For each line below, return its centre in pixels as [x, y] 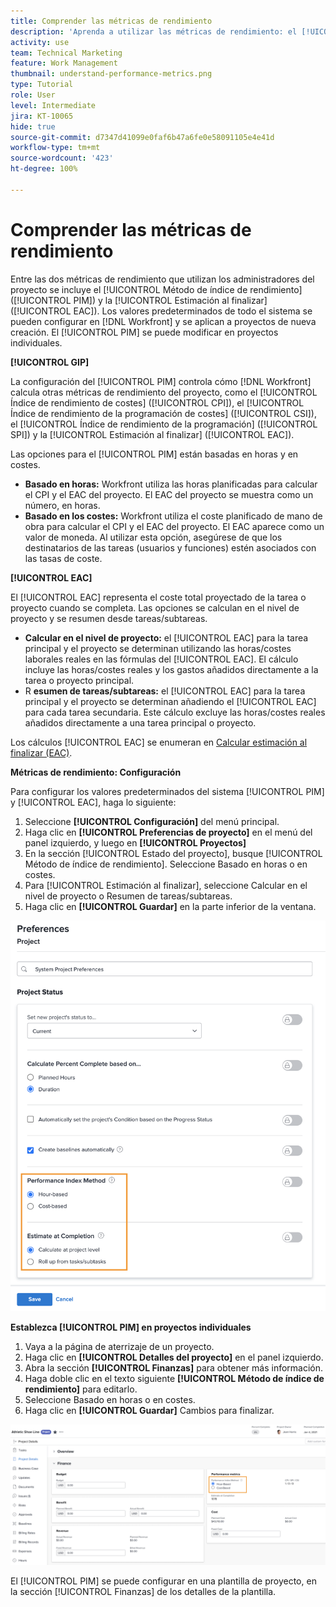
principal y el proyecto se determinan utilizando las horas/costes [158, 648]
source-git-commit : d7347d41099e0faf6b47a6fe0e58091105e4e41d [142, 137]
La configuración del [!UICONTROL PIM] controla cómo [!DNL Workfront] [161, 381]
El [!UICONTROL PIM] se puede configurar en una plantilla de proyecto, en [163, 1581]
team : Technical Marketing [66, 53]
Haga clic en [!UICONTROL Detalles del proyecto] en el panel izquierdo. [174, 1357]
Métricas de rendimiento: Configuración [96, 772]
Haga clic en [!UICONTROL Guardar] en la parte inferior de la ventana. [170, 906]
